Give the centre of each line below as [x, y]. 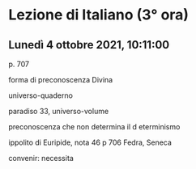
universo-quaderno [40, 95]
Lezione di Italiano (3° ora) [98, 15]
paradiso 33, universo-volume [59, 111]
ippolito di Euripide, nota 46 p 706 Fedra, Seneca [90, 142]
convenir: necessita [41, 158]
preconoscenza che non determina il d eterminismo [94, 127]
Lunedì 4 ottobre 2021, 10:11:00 [89, 45]
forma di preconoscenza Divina [61, 80]
